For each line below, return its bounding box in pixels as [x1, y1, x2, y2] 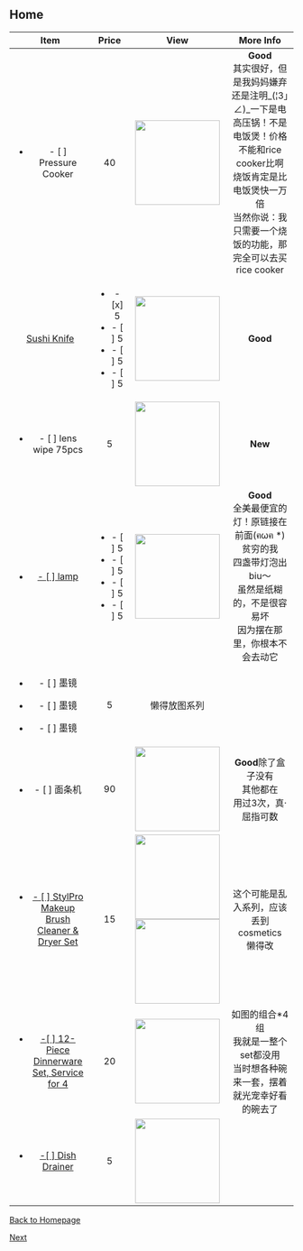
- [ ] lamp [37, 570, 79, 583]
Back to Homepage [9, 1214, 81, 1225]
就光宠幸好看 [233, 1089, 288, 1101]
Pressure [39, 156, 78, 169]
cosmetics [237, 926, 282, 939]
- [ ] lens [39, 432, 78, 445]
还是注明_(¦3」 [231, 89, 289, 102]
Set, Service [32, 1066, 84, 1079]
